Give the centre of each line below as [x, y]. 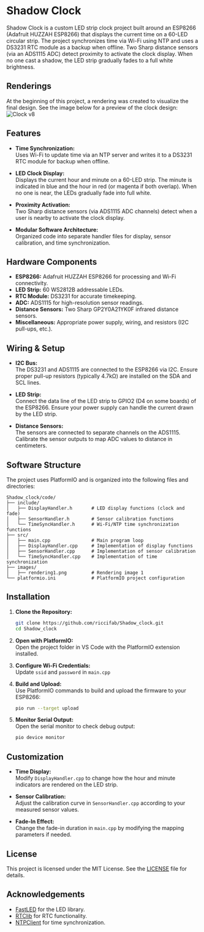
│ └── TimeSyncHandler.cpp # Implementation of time [82, 557]
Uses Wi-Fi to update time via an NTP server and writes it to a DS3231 [104, 155]
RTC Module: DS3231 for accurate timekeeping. [76, 296]
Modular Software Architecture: [57, 229]
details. [16, 875]
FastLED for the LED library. [50, 909]
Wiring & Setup [36, 348]
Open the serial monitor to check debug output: [75, 726]
